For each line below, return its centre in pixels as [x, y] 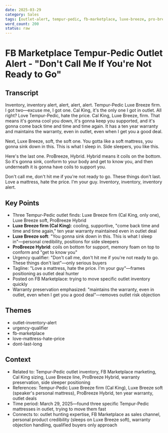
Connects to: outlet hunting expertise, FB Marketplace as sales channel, [86, 414]
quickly [20, 284]
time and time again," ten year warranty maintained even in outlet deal [84, 231]
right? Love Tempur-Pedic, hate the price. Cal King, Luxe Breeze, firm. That [82, 116]
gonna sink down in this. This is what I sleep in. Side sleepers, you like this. [82, 147]
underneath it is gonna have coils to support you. [56, 167]
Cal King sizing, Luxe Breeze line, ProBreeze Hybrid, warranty [76, 377]
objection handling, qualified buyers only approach [65, 425]
